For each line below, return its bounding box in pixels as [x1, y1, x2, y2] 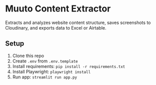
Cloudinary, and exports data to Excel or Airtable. [5, 24, 106, 30]
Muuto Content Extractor [5, 3, 111, 14]
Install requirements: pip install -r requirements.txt [12, 63, 125, 69]
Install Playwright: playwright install [12, 68, 91, 74]
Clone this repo [12, 52, 44, 58]
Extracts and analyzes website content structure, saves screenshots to [5, 19, 151, 25]
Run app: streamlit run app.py [12, 73, 77, 80]
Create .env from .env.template [12, 58, 78, 64]
